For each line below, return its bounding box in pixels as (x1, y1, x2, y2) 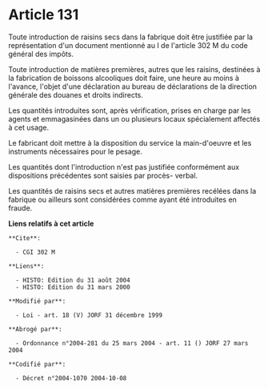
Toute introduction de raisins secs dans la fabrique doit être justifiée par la (8, 32, 254, 42)
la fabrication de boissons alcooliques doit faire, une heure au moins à (8, 73, 240, 82)
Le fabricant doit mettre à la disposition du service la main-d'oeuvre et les (8, 138, 252, 147)
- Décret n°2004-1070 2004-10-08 (15, 374, 127, 382)
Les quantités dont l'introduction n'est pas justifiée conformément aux (8, 162, 240, 171)
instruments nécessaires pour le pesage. (8, 146, 142, 156)
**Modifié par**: (8, 297, 66, 305)
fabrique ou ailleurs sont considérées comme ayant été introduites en (8, 194, 238, 204)
